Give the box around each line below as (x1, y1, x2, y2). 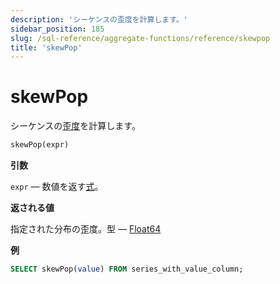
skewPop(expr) (10, 140, 70, 150)
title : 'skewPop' (10, 42, 83, 53)
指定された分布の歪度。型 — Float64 (10, 223, 162, 235)
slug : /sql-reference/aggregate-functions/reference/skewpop (10, 33, 271, 43)
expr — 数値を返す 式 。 (10, 181, 104, 193)
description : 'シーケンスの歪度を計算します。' (10, 14, 188, 25)
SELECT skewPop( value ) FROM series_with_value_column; (10, 264, 244, 275)
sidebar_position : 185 (10, 24, 105, 34)
